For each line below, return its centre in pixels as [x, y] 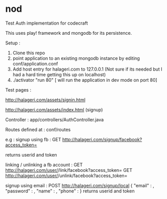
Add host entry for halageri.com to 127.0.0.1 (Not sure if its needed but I [87, 69]
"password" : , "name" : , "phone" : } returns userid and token [70, 191]
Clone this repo [29, 53]
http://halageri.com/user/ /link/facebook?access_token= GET [69, 170]
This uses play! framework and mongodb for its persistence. [69, 33]
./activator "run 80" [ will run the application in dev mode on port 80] [85, 80]
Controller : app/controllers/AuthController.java [54, 119]
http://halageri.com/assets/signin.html [45, 100]
